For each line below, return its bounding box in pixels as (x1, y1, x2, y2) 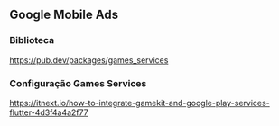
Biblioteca (9, 34, 55, 47)
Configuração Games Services (9, 76, 147, 89)
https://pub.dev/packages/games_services (9, 54, 169, 66)
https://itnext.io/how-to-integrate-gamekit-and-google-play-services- (9, 97, 271, 108)
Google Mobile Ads (9, 7, 119, 22)
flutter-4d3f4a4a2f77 (9, 107, 88, 118)
